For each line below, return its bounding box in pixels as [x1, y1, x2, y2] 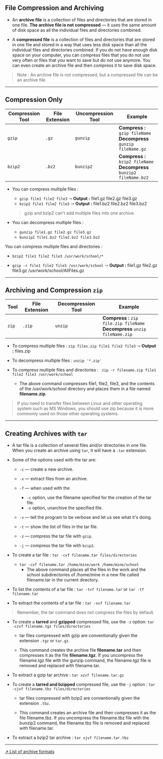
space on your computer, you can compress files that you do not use [12, 52, 150, 58]
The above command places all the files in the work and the [26, 566, 146, 573]
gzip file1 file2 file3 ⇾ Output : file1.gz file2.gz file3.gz [19, 195, 137, 201]
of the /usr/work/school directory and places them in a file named [19, 386, 151, 392]
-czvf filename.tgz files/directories [12, 624, 91, 629]
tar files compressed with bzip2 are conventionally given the [19, 695, 140, 701]
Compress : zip [102, 315, 138, 321]
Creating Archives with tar [5, 429, 88, 438]
